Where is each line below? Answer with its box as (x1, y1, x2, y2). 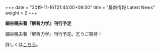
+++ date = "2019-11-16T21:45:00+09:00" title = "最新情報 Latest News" (5, 4, 155, 10)
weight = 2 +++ (5, 10, 38, 16)
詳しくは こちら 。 (5, 41, 41, 47)
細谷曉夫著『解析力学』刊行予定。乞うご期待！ (5, 31, 102, 36)
